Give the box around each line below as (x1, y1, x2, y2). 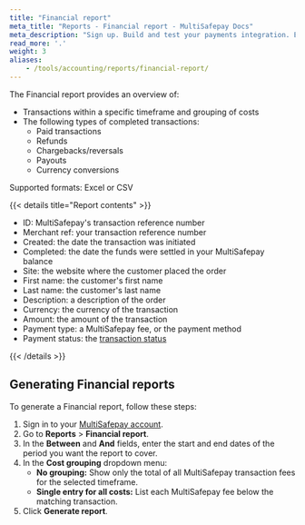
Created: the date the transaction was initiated (22, 236, 196, 247)
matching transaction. (35, 496, 118, 507)
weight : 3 (9, 47, 47, 56)
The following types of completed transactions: (22, 115, 200, 127)
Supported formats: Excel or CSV (9, 182, 133, 193)
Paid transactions (35, 125, 102, 136)
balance (22, 255, 54, 266)
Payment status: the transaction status (22, 332, 167, 343)
